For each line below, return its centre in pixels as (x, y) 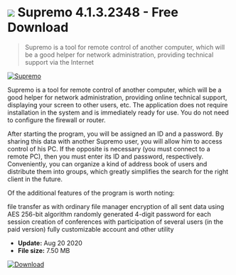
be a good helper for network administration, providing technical (119, 55)
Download (38, 27)
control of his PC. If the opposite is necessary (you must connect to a (109, 149)
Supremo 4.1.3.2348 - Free (98, 12)
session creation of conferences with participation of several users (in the (116, 222)
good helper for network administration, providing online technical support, (117, 97)
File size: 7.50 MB (44, 250)
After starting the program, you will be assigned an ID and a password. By (116, 134)
